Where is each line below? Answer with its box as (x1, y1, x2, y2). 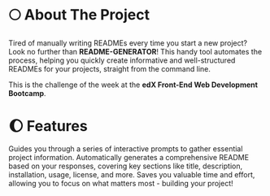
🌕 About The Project (8, 6, 150, 24)
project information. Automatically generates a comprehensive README (8, 152, 250, 162)
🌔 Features (8, 117, 88, 136)
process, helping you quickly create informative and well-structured (8, 55, 236, 65)
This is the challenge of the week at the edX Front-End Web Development (8, 80, 259, 89)
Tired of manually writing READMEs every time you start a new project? (8, 37, 248, 48)
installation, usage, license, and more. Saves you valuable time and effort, (8, 169, 255, 179)
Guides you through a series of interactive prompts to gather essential (8, 143, 243, 154)
